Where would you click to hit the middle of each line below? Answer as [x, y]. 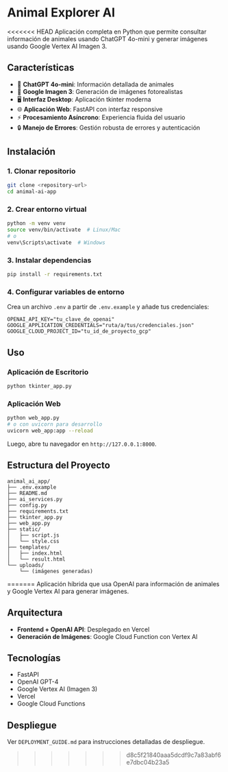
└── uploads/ [26, 565]
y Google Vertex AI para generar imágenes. [68, 591]
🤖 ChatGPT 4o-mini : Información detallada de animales [96, 84]
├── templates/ [29, 547]
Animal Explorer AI [61, 13]
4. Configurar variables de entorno [66, 292]
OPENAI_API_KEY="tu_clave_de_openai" [61, 319]
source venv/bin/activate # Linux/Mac [64, 230]
